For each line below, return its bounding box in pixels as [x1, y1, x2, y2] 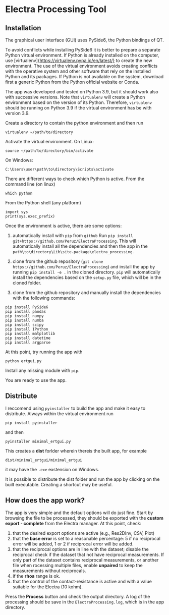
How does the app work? [5, 496, 85, 505]
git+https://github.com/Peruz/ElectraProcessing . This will [12, 238, 136, 244]
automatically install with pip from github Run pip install [12, 233, 133, 238]
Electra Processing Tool [5, 4, 107, 15]
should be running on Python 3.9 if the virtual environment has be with [5, 105, 152, 110]
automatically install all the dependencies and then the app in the [12, 243, 148, 249]
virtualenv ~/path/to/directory [5, 130, 73, 135]
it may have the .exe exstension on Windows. [5, 466, 99, 472]
